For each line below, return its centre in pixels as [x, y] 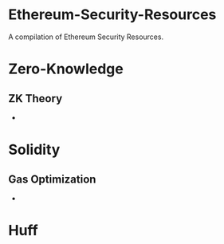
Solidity [34, 150]
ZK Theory [35, 98]
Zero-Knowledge [66, 69]
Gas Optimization [52, 179]
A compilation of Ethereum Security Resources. [86, 37]
